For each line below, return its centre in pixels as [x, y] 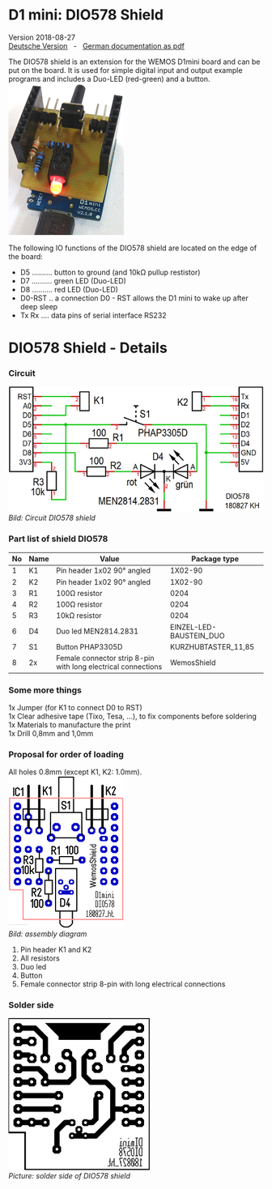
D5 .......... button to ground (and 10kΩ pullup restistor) [110, 272]
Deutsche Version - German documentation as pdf [96, 45]
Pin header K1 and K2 [56, 950]
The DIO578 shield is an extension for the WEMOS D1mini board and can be [134, 62]
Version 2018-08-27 [42, 37]
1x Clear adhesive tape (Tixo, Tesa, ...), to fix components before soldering [133, 716]
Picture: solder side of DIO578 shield [70, 1176]
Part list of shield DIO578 [58, 539]
